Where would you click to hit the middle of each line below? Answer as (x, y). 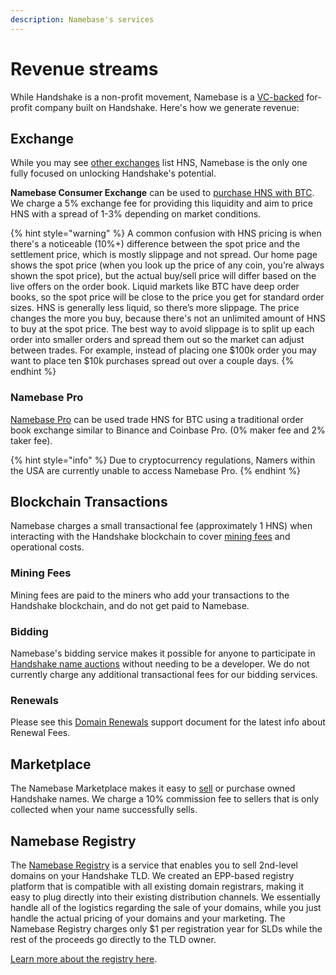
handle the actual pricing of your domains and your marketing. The (148, 918)
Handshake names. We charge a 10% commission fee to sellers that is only (165, 799)
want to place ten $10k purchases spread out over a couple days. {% (152, 361)
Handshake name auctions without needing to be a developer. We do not (160, 664)
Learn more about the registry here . (84, 959)
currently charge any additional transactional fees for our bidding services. (164, 675)
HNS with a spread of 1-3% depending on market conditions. (136, 214)
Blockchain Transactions (89, 502)
